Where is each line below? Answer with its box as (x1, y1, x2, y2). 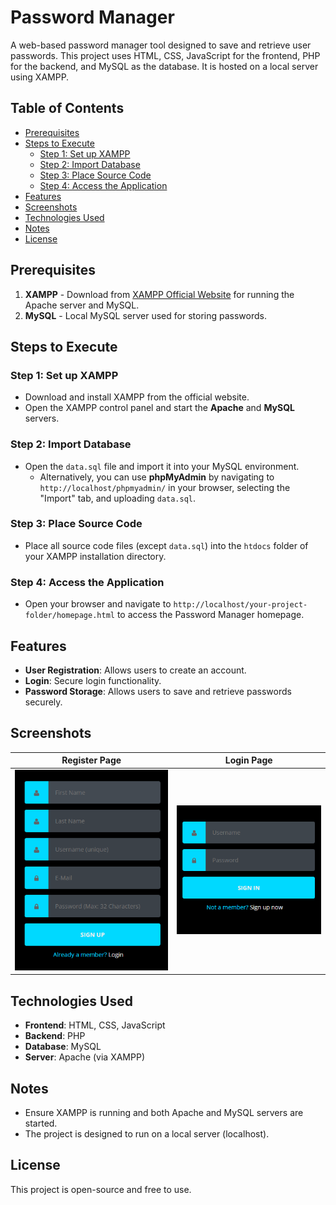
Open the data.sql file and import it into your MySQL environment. (24, 460, 300, 472)
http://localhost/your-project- (173, 600, 308, 610)
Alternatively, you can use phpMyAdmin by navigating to (39, 471, 275, 483)
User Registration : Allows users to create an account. (24, 664, 247, 676)
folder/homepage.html (24, 611, 115, 621)
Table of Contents (10, 100, 125, 117)
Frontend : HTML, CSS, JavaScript (24, 1019, 166, 1031)
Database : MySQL (24, 1041, 102, 1053)
